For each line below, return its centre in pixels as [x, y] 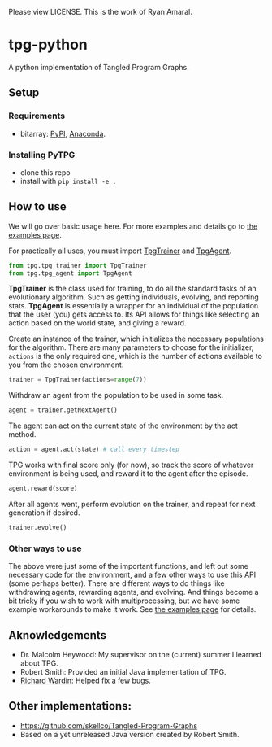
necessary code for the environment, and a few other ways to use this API [132, 575]
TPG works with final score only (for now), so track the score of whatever [131, 465]
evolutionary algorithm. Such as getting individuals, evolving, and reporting [134, 297]
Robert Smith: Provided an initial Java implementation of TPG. [123, 671]
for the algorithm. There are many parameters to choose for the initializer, [131, 347]
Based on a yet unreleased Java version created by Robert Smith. [130, 734]
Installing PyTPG [42, 155]
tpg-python [48, 45]
